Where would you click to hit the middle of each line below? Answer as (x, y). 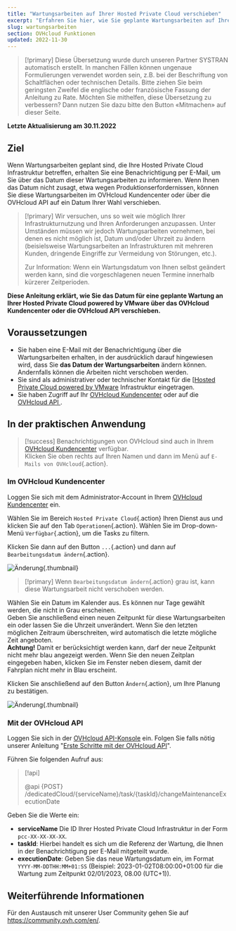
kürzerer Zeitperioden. (57, 281)
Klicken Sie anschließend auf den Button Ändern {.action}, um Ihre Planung (114, 683)
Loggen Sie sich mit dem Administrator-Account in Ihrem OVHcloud (105, 497)
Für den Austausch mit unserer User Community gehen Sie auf (98, 913)
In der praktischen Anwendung (77, 424)
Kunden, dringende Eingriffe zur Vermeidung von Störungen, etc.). (120, 253)
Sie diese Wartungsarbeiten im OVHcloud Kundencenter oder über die (109, 195)
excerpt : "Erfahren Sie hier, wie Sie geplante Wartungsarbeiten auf (111, 20)
